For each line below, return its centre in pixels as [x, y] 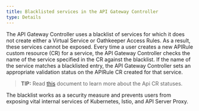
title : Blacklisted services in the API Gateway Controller [83, 12]
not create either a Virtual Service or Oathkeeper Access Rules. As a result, [98, 40]
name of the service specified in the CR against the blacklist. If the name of [98, 59]
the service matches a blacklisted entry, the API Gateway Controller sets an [99, 65]
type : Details [24, 17]
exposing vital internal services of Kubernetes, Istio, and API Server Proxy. [97, 101]
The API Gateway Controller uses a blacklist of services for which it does [95, 34]
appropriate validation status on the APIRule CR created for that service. [95, 72]
